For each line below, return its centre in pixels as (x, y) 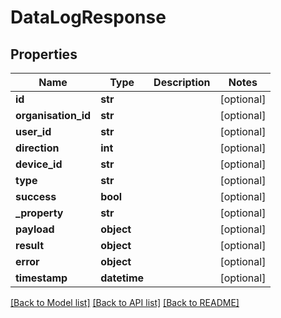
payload (35, 229)
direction (37, 148)
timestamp (41, 278)
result (30, 245)
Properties (44, 54)
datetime (122, 278)
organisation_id (53, 115)
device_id (39, 164)
